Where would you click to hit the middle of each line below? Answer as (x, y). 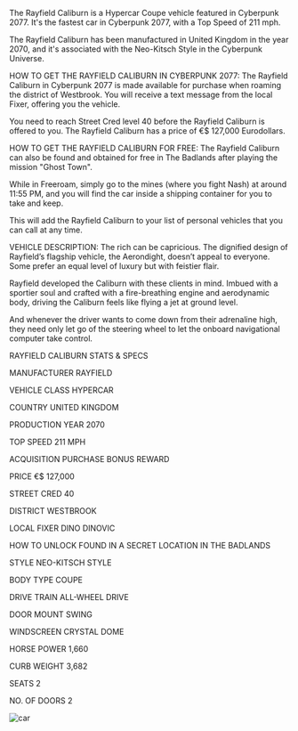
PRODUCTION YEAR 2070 (57, 425)
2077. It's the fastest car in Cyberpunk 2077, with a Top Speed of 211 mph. (145, 22)
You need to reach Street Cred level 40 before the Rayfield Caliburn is (137, 121)
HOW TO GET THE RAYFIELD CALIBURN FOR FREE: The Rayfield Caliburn (145, 148)
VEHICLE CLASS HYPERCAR (61, 390)
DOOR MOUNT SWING (51, 614)
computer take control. (51, 338)
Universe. (27, 58)
